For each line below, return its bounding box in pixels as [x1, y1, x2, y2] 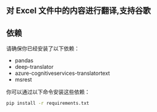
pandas [14, 57, 34, 64]
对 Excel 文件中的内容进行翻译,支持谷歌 [6, 5, 151, 16]
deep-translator [14, 63, 54, 71]
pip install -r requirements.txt [6, 101, 90, 107]
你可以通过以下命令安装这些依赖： [6, 89, 90, 96]
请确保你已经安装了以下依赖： [6, 45, 79, 52]
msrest [14, 76, 32, 83]
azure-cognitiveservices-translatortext [14, 69, 110, 77]
